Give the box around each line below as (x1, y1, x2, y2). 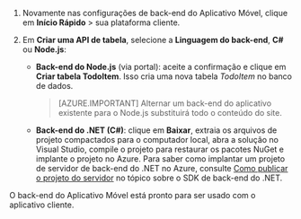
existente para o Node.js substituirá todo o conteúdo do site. (58, 108, 283, 118)
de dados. (35, 81, 74, 91)
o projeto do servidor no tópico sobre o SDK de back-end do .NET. (35, 172, 283, 183)
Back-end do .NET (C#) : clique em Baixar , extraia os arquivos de (35, 125, 278, 136)
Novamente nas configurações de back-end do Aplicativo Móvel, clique (22, 8, 288, 18)
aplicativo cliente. (9, 199, 75, 210)
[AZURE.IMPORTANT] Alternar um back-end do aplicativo (58, 98, 272, 109)
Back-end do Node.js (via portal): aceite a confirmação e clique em (35, 62, 287, 72)
